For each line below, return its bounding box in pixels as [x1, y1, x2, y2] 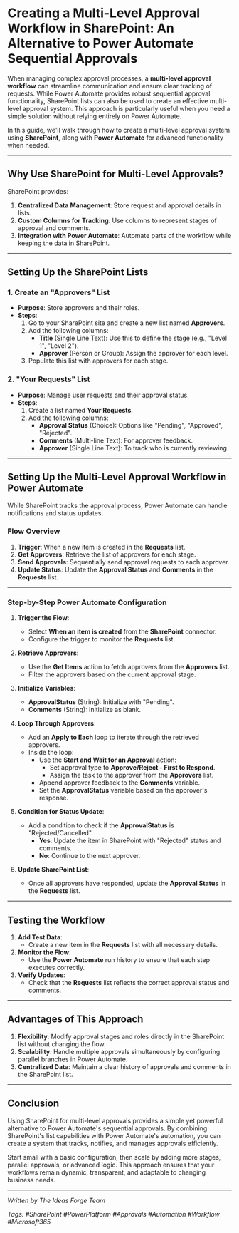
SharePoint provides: [7, 187, 69, 195]
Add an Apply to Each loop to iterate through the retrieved [28, 733, 199, 742]
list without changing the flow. [17, 1039, 106, 1048]
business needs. [7, 1175, 55, 1184]
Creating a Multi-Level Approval [7, 5, 201, 21]
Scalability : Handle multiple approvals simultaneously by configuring [17, 1047, 221, 1056]
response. [38, 793, 69, 803]
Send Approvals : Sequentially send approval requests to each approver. [17, 557, 230, 566]
